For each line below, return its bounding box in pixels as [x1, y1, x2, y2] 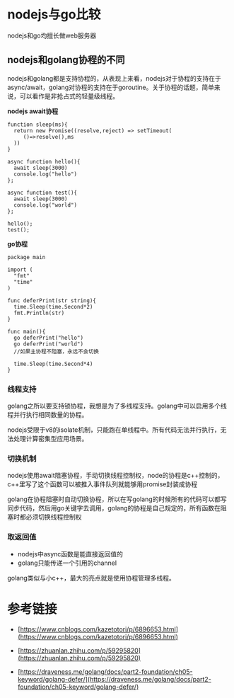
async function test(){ [7, 189, 78, 196]
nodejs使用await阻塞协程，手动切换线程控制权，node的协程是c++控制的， [7, 471, 224, 480]
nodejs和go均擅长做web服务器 [7, 31, 97, 40]
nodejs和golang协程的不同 [7, 54, 125, 66]
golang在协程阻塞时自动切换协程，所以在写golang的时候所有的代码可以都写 [7, 495, 228, 503]
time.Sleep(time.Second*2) [13, 303, 93, 310]
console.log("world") [13, 201, 78, 209]
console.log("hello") [13, 171, 78, 178]
